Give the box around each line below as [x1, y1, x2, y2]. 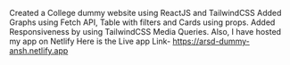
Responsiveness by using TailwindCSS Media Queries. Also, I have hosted [9, 27, 282, 37]
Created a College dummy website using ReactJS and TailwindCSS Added [9, 8, 282, 18]
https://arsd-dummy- [172, 36, 250, 46]
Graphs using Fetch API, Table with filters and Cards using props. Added [9, 17, 276, 28]
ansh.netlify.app [9, 45, 69, 56]
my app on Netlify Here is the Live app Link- [9, 36, 171, 46]
